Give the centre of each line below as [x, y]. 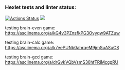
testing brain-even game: [30, 28]
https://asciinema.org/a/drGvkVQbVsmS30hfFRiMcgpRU [62, 62]
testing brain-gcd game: [29, 57]
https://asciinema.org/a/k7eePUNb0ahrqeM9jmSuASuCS [62, 48]
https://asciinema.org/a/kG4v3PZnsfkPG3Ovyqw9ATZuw [62, 33]
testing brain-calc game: [30, 42]
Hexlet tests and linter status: [41, 7]
